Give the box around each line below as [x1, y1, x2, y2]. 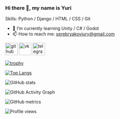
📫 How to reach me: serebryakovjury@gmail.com [12, 31, 115, 37]
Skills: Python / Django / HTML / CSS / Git [5, 16, 91, 22]
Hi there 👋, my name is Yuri [5, 4, 72, 11]
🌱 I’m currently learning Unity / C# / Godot [12, 25, 99, 31]
